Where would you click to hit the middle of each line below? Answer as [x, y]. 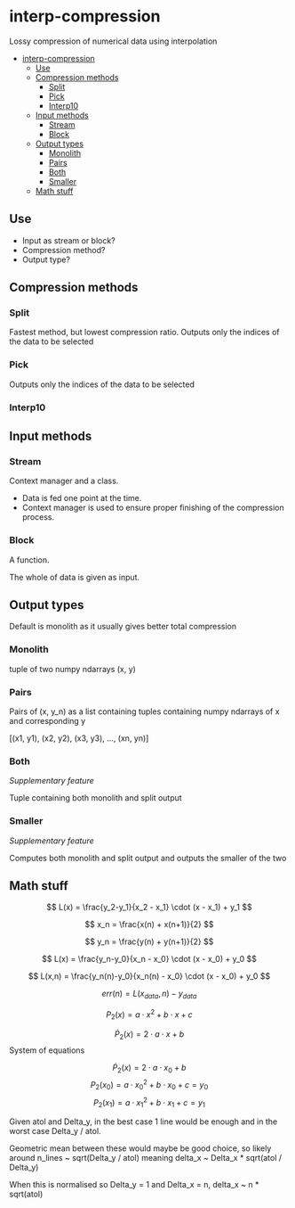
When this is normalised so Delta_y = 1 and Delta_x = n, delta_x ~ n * [134, 1185]
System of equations [47, 1050]
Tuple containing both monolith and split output [96, 798]
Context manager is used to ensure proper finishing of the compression [153, 508]
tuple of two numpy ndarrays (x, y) [72, 669]
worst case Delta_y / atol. [55, 1131]
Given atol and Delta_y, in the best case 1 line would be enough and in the [144, 1122]
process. [38, 517]
